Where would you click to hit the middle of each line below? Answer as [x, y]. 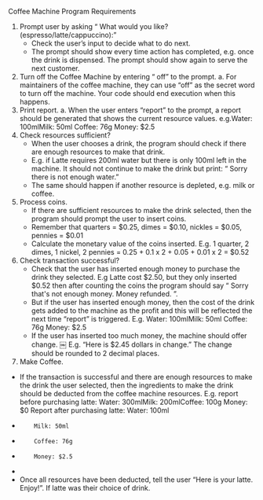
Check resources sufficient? [65, 135]
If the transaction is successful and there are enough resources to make [136, 377]
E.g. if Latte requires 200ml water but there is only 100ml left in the [139, 160]
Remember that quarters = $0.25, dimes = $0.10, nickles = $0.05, [136, 227]
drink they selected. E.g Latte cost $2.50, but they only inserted [134, 277]
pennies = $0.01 [57, 235]
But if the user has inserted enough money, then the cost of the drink [143, 302]
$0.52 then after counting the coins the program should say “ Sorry [140, 285]
